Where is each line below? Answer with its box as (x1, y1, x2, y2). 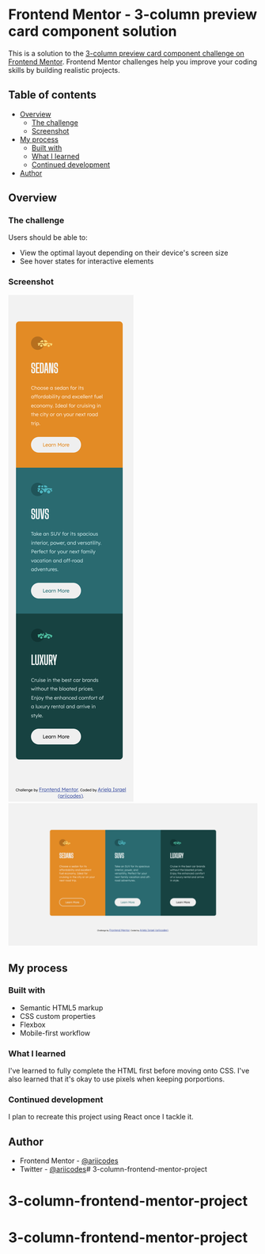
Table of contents (8, 89, 97, 102)
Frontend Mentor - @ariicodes (19, 1156, 119, 1165)
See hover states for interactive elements (19, 256, 154, 266)
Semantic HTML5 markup (19, 1003, 104, 1013)
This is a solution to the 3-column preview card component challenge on (8, 48, 245, 58)
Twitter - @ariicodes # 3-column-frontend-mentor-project (19, 1165, 208, 1174)
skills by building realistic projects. (8, 65, 120, 74)
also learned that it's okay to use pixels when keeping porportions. (8, 1074, 225, 1084)
